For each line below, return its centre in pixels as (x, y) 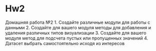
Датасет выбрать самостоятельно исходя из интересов (65, 43)
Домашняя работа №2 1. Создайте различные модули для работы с (78, 22)
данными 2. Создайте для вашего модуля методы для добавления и (78, 27)
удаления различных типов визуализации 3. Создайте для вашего (76, 33)
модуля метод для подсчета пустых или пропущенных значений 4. (77, 38)
